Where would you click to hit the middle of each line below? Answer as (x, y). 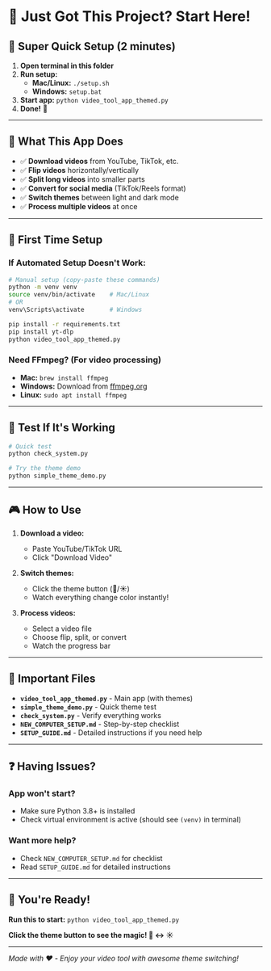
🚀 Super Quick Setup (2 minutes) (92, 46)
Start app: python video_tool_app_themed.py (94, 100)
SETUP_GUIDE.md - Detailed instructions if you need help (111, 732)
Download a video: (52, 533)
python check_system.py (48, 454)
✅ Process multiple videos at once (79, 206)
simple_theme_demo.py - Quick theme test (88, 707)
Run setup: (39, 74)
